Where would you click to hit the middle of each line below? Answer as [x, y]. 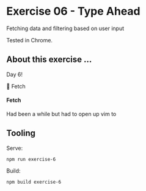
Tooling [21, 133]
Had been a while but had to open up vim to [61, 114]
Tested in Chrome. [30, 40]
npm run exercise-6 [31, 159]
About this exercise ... [49, 60]
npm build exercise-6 [34, 182]
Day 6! [15, 74]
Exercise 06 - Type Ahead [73, 11]
